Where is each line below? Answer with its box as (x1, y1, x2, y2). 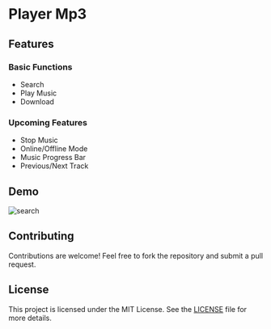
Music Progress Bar (19, 153, 87, 162)
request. (8, 259, 36, 269)
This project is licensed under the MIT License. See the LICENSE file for (8, 304, 248, 314)
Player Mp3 (8, 5, 87, 23)
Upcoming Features (8, 116, 87, 128)
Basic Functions (8, 61, 73, 73)
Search (19, 79, 44, 89)
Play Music (19, 88, 57, 98)
